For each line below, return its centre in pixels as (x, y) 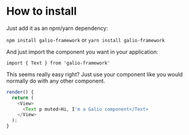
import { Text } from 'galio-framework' (59, 63)
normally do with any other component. (56, 81)
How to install (42, 11)
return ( (23, 98)
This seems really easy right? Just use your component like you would (94, 74)
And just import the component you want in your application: (82, 52)
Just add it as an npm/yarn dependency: (57, 28)
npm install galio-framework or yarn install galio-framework (86, 40)
